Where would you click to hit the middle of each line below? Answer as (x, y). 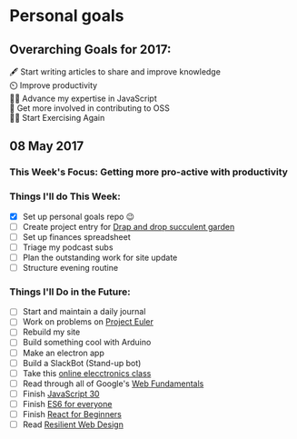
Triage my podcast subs (68, 247)
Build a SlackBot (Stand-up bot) (82, 363)
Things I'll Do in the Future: (70, 292)
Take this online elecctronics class (87, 373)
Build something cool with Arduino (87, 343)
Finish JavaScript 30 (61, 394)
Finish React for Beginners (72, 414)
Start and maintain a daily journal (84, 312)
